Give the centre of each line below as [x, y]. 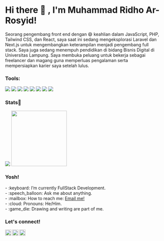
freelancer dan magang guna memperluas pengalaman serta [66, 60]
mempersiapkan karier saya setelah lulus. [47, 66]
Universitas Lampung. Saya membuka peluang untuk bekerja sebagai [75, 55]
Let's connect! [23, 221]
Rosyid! [21, 20]
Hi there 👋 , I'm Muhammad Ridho [75, 10]
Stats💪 [13, 103]
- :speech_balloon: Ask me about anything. [49, 193]
